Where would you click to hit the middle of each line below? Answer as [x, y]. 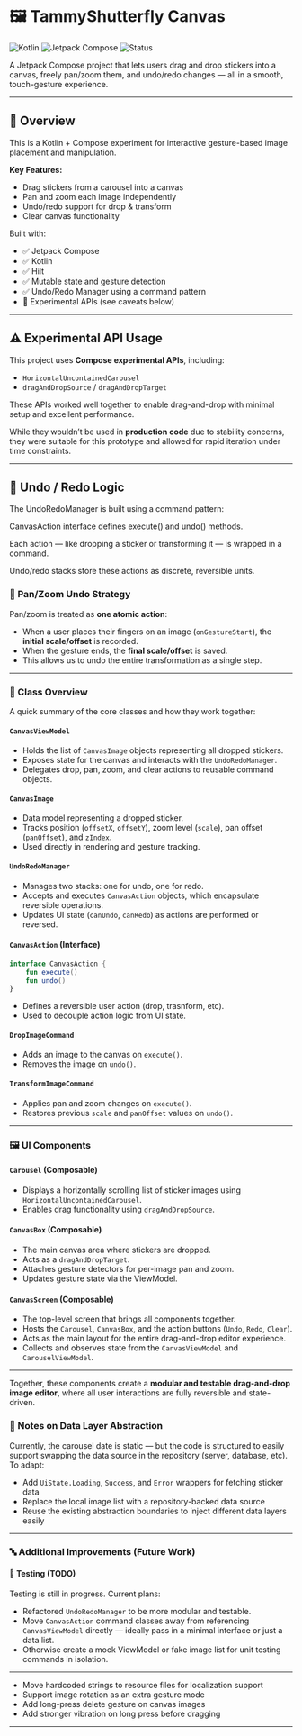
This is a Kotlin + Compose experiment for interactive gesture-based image [149, 142]
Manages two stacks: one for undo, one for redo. [113, 886]
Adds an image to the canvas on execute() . [102, 1055]
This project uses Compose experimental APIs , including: [117, 359]
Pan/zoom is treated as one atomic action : [89, 614]
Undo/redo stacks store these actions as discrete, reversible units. [132, 571]
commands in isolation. [65, 1659]
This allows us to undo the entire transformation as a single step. [142, 660]
